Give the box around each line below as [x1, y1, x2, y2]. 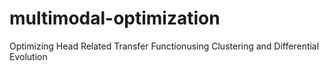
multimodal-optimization [9, 7, 221, 30]
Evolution [9, 50, 48, 62]
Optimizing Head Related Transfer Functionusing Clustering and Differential [9, 40, 320, 52]
